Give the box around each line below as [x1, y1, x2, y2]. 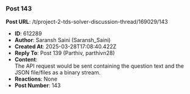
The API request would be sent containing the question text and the [14, 62, 184, 70]
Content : [14, 56, 38, 63]
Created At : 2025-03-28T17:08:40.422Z [14, 43, 117, 50]
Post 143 [5, 4, 32, 13]
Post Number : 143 [14, 82, 62, 89]
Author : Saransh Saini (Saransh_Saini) [14, 37, 111, 44]
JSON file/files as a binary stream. [14, 69, 101, 76]
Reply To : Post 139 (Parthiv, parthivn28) [14, 49, 115, 57]
